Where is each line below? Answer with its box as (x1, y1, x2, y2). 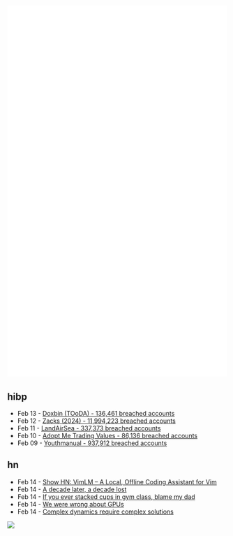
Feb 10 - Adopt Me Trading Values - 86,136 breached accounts (17, 432, 197, 440)
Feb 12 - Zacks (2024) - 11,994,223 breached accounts (17, 417, 176, 425)
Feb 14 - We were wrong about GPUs (17, 500, 124, 508)
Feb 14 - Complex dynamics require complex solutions (17, 507, 174, 516)
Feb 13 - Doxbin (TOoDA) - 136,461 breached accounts (17, 410, 175, 418)
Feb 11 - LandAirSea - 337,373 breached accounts (17, 424, 161, 433)
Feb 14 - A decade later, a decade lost (17, 485, 127, 493)
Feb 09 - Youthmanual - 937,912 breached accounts (17, 439, 167, 447)
